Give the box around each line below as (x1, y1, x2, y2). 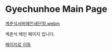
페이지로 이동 (5, 41, 31, 48)
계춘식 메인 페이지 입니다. (5, 31, 55, 37)
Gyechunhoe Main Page (5, 3, 107, 15)
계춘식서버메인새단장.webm (5, 20, 61, 26)
